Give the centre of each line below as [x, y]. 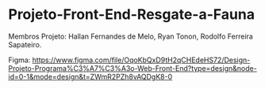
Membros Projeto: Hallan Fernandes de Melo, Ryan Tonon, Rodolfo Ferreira [131, 36]
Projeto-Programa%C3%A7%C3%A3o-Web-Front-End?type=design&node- [133, 68]
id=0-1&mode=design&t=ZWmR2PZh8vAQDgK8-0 [90, 76]
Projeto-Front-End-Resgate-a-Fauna [132, 15]
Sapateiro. [25, 44]
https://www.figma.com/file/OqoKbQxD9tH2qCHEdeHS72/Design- [141, 60]
